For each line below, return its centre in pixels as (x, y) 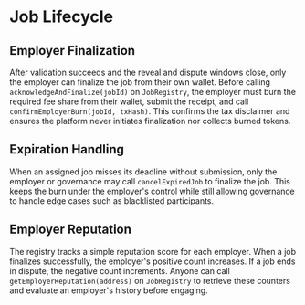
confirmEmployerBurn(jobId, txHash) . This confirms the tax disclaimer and (150, 111)
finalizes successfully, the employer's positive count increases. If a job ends (152, 261)
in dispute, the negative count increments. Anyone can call (120, 270)
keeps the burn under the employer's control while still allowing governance (152, 191)
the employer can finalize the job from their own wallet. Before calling (140, 82)
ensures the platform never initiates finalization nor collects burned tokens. (150, 121)
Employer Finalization (72, 51)
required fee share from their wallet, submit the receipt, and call (129, 101)
